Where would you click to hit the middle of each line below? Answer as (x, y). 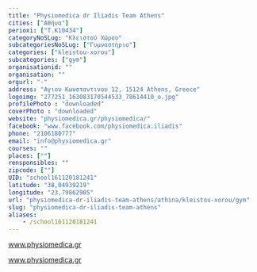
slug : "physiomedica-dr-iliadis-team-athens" (84, 207)
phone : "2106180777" (42, 133)
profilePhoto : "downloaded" (56, 104)
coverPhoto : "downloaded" (53, 112)
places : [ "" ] (30, 155)
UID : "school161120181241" (53, 178)
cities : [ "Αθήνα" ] (38, 23)
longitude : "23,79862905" (51, 192)
